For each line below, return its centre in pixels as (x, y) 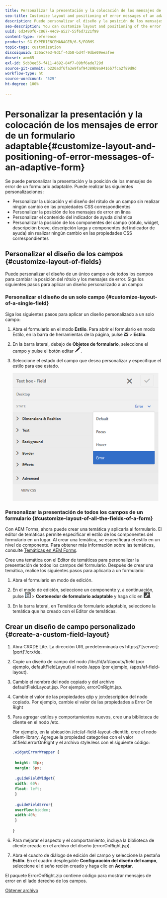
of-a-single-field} (27, 303)
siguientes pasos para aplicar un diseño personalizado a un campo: (74, 284)
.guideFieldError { (34, 804)
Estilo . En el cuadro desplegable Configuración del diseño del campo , (85, 860)
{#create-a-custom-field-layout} (57, 635)
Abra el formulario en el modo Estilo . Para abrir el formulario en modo (84, 329)
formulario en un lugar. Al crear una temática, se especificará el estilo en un (83, 540)
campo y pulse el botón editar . (47, 351)
